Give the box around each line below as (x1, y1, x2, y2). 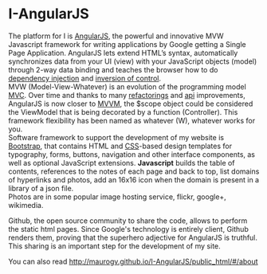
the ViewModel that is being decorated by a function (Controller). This (8, 107, 238, 116)
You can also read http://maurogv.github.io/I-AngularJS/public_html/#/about (8, 256, 258, 266)
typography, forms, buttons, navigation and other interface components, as (8, 149, 255, 159)
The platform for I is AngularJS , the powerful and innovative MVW (8, 31, 225, 41)
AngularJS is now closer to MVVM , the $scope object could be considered (8, 99, 253, 108)
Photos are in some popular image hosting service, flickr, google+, (8, 192, 227, 202)
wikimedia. (8, 200, 44, 209)
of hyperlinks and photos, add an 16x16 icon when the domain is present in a (8, 174, 260, 184)
